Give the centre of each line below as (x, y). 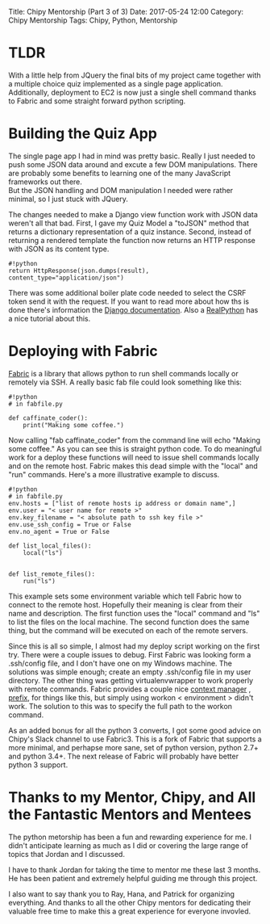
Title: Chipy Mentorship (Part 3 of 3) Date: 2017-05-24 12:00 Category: (126, 12)
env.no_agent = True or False (59, 531)
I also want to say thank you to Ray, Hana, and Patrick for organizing (122, 894)
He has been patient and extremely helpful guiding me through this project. (133, 878)
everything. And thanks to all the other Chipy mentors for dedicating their (130, 902)
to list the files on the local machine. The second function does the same (129, 622)
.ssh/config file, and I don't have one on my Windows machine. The (120, 663)
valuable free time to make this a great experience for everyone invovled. (130, 911)
